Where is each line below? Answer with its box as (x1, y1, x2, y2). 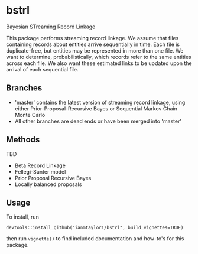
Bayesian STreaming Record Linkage (6, 23, 96, 30)
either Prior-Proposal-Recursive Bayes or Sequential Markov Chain (14, 105, 177, 112)
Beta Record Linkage (14, 162, 66, 169)
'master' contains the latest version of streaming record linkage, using (14, 99, 186, 106)
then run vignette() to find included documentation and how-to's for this (6, 235, 184, 242)
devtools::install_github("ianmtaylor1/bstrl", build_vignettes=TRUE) (6, 225, 184, 231)
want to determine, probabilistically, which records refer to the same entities (6, 53, 192, 60)
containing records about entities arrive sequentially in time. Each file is (6, 41, 180, 48)
